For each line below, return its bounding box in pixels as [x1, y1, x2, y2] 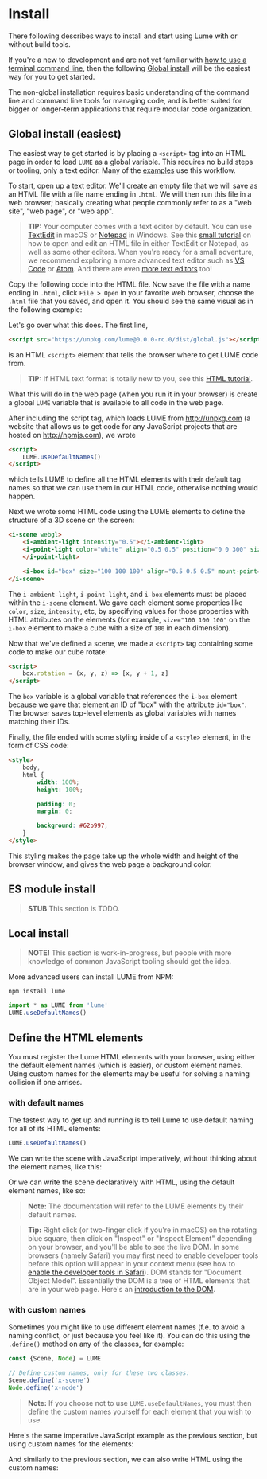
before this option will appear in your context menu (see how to [27, 1259, 236, 1269]
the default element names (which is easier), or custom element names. [8, 1060, 243, 1070]
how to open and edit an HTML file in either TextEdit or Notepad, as [27, 238, 249, 248]
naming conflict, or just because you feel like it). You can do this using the [8, 1331, 250, 1340]
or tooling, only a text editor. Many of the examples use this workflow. [8, 165, 236, 175]
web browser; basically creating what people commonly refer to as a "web [8, 197, 252, 207]
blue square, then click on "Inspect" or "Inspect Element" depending [27, 1234, 253, 1243]
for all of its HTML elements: [8, 1124, 101, 1134]
